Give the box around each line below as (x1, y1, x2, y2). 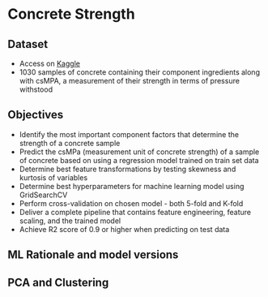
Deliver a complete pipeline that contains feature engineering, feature (19, 207, 252, 217)
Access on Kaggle (19, 58, 80, 68)
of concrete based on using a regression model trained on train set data (19, 155, 260, 165)
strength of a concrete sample (19, 138, 121, 148)
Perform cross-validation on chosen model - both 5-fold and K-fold (19, 198, 244, 208)
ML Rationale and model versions (7, 248, 179, 262)
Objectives (7, 108, 64, 122)
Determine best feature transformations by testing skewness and (19, 164, 236, 174)
